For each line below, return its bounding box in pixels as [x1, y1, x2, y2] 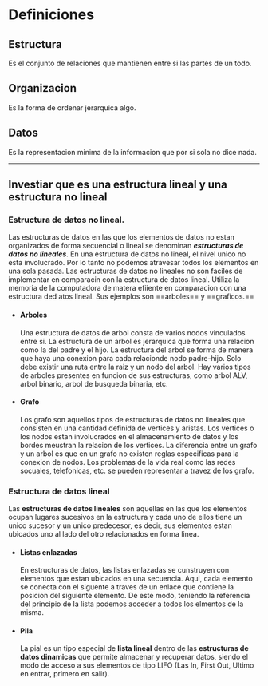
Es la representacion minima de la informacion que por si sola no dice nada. [8, 147, 257, 157]
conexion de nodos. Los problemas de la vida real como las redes [19, 457, 236, 466]
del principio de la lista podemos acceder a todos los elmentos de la [19, 599, 244, 609]
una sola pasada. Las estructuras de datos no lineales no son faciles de [8, 266, 243, 276]
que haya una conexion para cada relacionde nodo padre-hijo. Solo [19, 353, 242, 363]
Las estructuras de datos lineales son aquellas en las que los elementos [8, 504, 248, 514]
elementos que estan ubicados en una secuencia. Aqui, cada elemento [19, 573, 253, 584]
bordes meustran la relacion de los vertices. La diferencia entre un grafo [19, 440, 258, 450]
